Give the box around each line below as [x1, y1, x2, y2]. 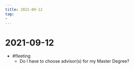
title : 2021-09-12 [5, 7, 43, 12]
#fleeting [12, 53, 31, 59]
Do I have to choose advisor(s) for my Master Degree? [19, 58, 130, 64]
